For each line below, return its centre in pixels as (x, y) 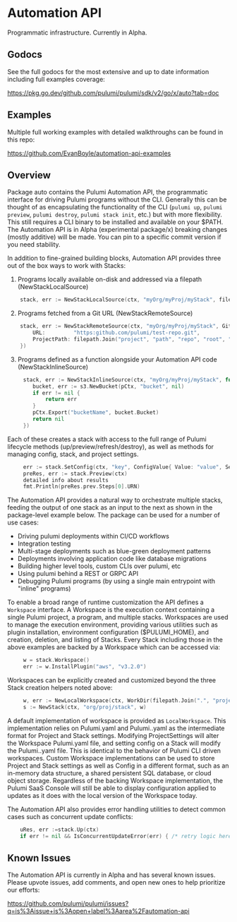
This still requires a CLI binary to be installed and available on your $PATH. (115, 222)
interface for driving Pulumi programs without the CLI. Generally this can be (117, 199)
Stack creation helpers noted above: (60, 688)
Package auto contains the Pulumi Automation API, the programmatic (108, 192)
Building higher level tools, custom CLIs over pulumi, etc (99, 566)
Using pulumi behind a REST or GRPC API (78, 574)
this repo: (21, 140)
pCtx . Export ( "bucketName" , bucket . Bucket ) (96, 413)
